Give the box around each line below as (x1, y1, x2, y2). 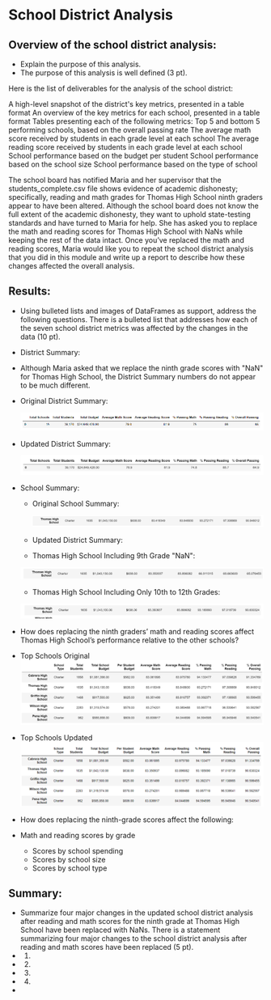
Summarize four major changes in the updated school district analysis (19, 908, 253, 917)
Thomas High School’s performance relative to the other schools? (19, 635, 239, 645)
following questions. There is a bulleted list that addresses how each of (19, 314, 258, 324)
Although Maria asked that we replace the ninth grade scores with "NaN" (19, 362, 264, 373)
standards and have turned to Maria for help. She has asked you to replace (8, 218, 258, 227)
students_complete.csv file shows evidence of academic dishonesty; (8, 184, 239, 193)
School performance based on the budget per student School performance (8, 151, 259, 160)
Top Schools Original (19, 651, 91, 661)
